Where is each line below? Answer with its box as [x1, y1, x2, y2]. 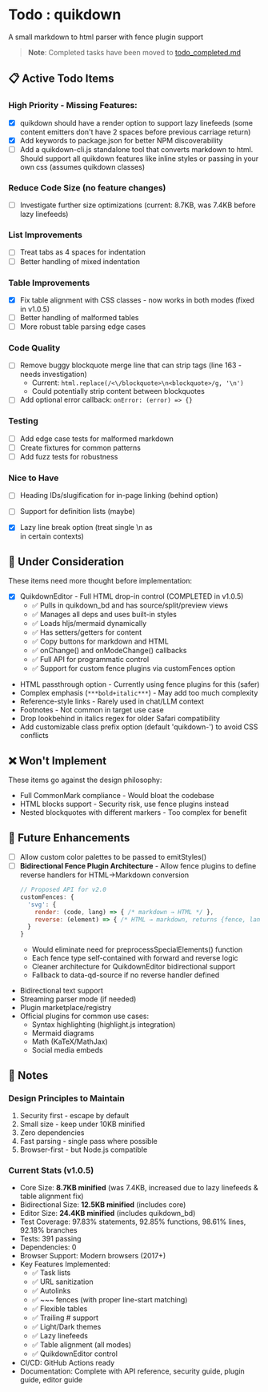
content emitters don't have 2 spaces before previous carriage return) [19, 126, 251, 137]
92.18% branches [19, 1226, 78, 1235]
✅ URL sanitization [31, 1277, 94, 1286]
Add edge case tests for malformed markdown [19, 434, 174, 443]
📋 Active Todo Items [8, 72, 114, 86]
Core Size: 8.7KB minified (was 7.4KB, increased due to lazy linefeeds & [19, 1183, 258, 1193]
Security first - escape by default [19, 1110, 130, 1120]
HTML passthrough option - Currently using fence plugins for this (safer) [19, 680, 260, 689]
